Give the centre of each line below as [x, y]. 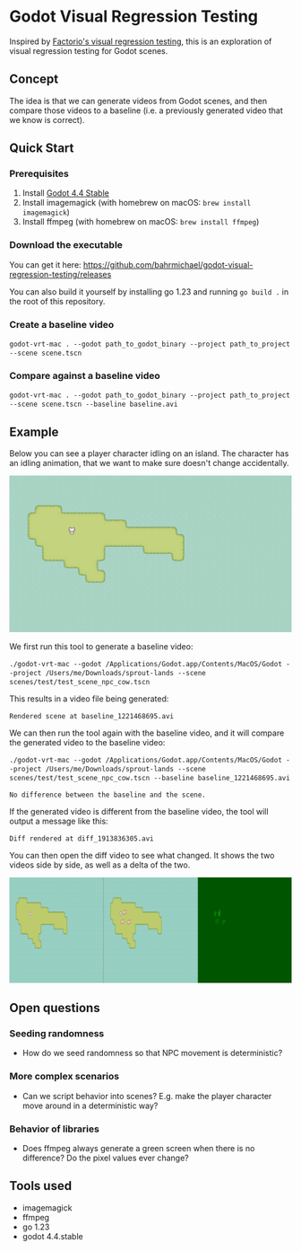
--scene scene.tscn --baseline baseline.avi [94, 405]
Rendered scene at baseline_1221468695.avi [92, 717]
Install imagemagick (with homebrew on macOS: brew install [137, 203]
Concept [34, 79]
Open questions [55, 1008]
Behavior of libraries [55, 1129]
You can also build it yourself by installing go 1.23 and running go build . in [149, 291]
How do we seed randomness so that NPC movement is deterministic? [152, 1053]
